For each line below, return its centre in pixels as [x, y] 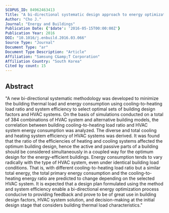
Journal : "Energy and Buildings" [40, 24]
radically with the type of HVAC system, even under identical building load [82, 162]
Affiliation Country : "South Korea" [44, 61]
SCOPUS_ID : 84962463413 [30, 10]
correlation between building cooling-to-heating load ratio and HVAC [76, 125]
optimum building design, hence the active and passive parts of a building [82, 146]
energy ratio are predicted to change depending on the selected [88, 178]
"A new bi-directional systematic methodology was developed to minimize [82, 98]
